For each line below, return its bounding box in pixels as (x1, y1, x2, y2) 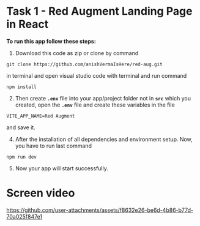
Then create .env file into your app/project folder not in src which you (15, 94, 191, 102)
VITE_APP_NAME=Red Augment (6, 113, 75, 119)
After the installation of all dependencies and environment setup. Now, (15, 135, 193, 143)
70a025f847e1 (6, 213, 43, 220)
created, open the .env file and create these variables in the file (15, 101, 176, 108)
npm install (6, 84, 37, 90)
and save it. (6, 124, 35, 131)
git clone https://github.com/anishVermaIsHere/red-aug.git (6, 61, 163, 67)
